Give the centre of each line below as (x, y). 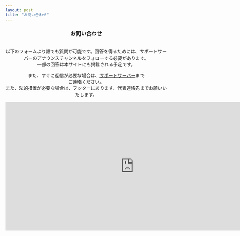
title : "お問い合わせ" (27, 15)
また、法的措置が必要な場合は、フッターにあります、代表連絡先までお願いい (86, 88)
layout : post (19, 10)
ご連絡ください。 (86, 81)
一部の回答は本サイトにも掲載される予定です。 (86, 64)
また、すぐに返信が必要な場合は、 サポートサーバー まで (86, 75)
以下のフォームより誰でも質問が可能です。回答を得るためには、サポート (82, 51)
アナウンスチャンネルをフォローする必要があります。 (93, 58)
